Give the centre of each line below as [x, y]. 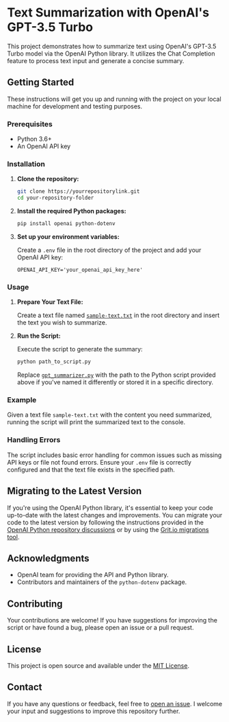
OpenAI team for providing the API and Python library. [93, 575]
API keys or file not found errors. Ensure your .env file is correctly [99, 462]
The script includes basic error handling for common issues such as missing [114, 455]
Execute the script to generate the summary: [80, 349]
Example [22, 400]
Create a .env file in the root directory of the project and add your [109, 250]
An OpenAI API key [44, 146]
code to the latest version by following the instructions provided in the [105, 522]
